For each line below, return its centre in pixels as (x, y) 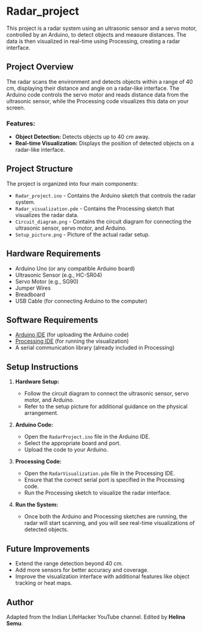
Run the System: (37, 505)
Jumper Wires (33, 288)
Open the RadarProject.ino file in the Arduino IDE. (87, 437)
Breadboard (30, 294)
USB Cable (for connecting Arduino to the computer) (81, 301)
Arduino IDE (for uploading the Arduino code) (72, 335)
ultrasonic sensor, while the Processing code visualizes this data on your (98, 101)
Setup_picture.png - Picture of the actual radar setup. (83, 234)
